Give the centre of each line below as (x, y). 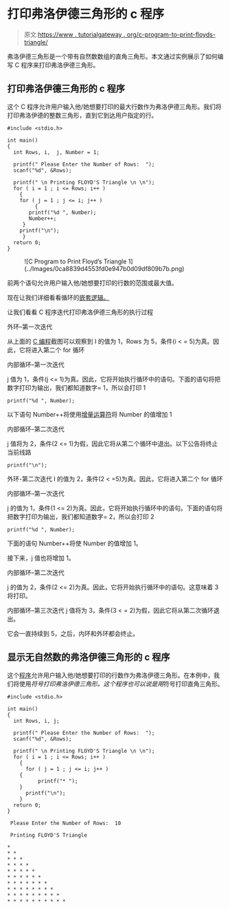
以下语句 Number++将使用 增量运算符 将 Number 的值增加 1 (90, 414)
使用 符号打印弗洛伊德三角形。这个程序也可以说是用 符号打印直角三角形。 (121, 683)
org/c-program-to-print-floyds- (171, 34)
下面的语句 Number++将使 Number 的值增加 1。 (74, 543)
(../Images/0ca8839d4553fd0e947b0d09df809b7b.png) (104, 268)
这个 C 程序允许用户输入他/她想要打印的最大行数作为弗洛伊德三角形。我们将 (114, 107)
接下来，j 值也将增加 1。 (41, 558)
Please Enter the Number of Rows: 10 (66, 823)
